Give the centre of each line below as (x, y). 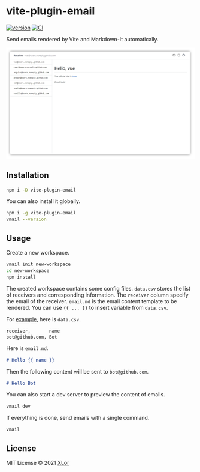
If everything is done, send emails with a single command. (78, 418)
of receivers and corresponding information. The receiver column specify (97, 295)
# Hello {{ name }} (31, 360)
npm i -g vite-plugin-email (41, 213)
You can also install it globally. (43, 201)
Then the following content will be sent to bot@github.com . (78, 371)
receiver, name (33, 331)
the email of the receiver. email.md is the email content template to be (92, 301)
